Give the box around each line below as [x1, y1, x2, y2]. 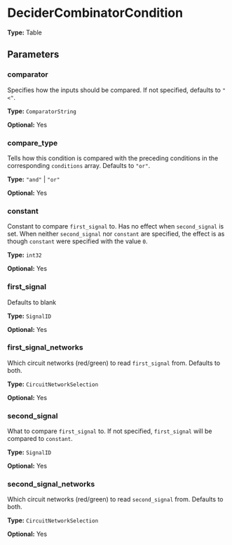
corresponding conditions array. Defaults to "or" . [7, 161, 151, 169]
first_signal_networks [7, 342, 83, 352]
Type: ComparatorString [7, 107, 77, 115]
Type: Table [7, 28, 42, 37]
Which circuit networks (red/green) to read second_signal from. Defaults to [7, 495, 224, 504]
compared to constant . [7, 435, 74, 443]
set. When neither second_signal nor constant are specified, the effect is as [7, 230, 225, 238]
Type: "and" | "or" [7, 174, 60, 184]
